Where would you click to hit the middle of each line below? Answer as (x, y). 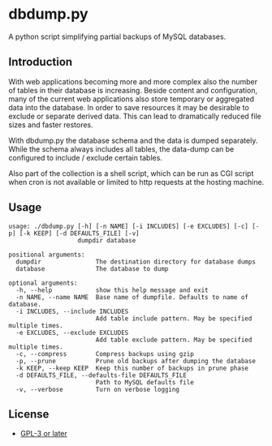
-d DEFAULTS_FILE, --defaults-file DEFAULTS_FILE (101, 375)
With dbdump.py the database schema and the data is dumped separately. (133, 140)
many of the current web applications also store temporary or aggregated (131, 99)
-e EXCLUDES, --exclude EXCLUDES (72, 332)
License (29, 414)
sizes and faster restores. (51, 124)
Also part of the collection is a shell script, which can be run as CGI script (131, 173)
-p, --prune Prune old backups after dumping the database (136, 361)
